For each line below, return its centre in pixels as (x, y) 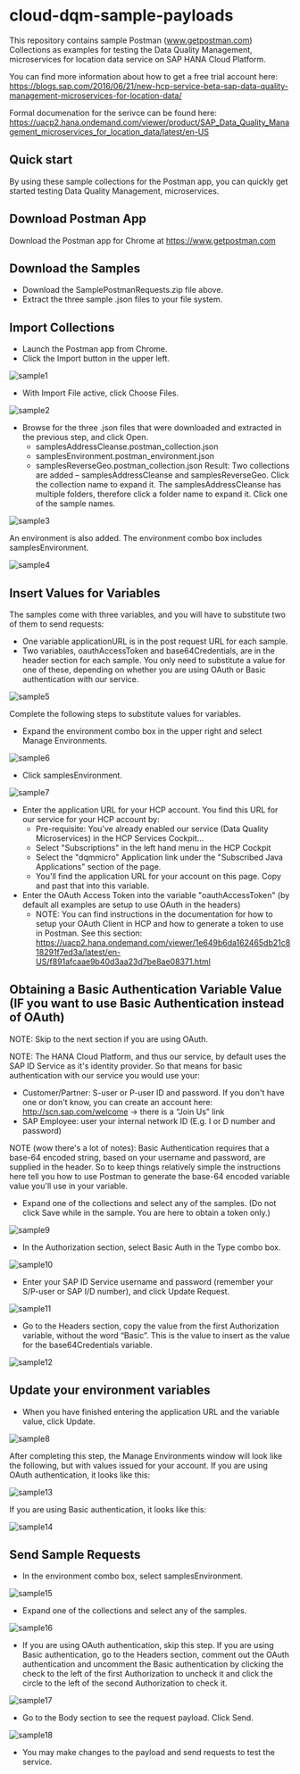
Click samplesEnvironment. (72, 775)
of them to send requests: (57, 624)
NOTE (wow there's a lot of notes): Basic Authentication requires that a (139, 1147)
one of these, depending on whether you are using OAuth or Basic (144, 670)
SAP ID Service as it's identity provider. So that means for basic (126, 1066)
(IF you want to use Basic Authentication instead (147, 1004)
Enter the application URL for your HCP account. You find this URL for (150, 810)
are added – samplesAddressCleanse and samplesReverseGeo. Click (162, 475)
